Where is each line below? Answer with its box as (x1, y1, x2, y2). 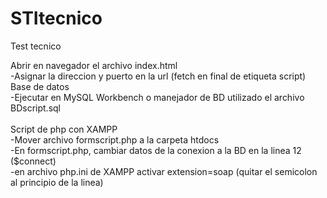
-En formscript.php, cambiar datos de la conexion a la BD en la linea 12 (10, 144, 302, 156)
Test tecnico (10, 40, 62, 52)
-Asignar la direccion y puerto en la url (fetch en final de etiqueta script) (10, 70, 307, 82)
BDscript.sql (10, 102, 61, 114)
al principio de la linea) (10, 176, 104, 188)
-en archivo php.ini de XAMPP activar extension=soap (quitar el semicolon (10, 165, 318, 177)
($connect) (10, 155, 57, 167)
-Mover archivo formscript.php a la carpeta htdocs (10, 133, 220, 146)
